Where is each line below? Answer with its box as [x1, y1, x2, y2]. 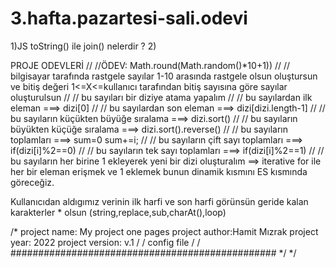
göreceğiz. [10, 176, 55, 188]
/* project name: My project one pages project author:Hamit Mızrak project [10, 225, 319, 237]
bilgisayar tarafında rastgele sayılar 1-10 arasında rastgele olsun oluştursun [10, 70, 318, 82]
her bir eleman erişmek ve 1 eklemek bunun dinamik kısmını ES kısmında [10, 165, 308, 177]
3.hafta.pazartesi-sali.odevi [10, 7, 248, 30]
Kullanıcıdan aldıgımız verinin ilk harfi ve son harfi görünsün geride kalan [10, 195, 309, 207]
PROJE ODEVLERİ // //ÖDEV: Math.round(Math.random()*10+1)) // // [10, 59, 291, 71]
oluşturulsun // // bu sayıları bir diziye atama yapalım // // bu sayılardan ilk [10, 91, 313, 103]
